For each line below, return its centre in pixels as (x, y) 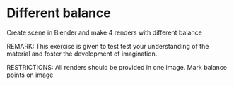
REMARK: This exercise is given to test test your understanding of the (108, 46)
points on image (30, 75)
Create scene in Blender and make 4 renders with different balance (104, 32)
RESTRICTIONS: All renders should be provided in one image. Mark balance (117, 67)
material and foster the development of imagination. (82, 54)
